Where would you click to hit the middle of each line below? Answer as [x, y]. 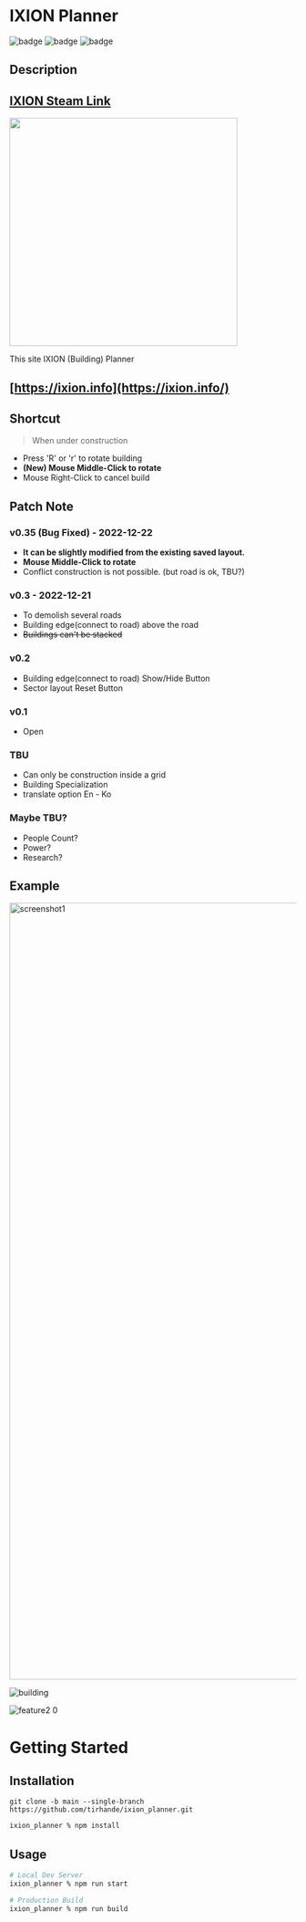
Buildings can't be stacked [72, 634]
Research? [42, 857]
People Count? [51, 838]
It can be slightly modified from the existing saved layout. [134, 552]
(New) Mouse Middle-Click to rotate [92, 468]
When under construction [80, 441]
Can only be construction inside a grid [94, 775]
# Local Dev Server [46, 1875]
